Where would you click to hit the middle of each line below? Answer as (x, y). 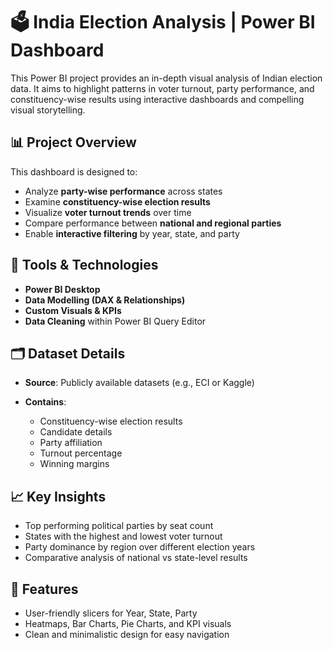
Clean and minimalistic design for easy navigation (127, 634)
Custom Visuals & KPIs (73, 310)
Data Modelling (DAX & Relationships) (105, 300)
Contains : (45, 402)
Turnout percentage (81, 453)
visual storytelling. (48, 110)
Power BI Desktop (62, 289)
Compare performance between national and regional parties (153, 223)
